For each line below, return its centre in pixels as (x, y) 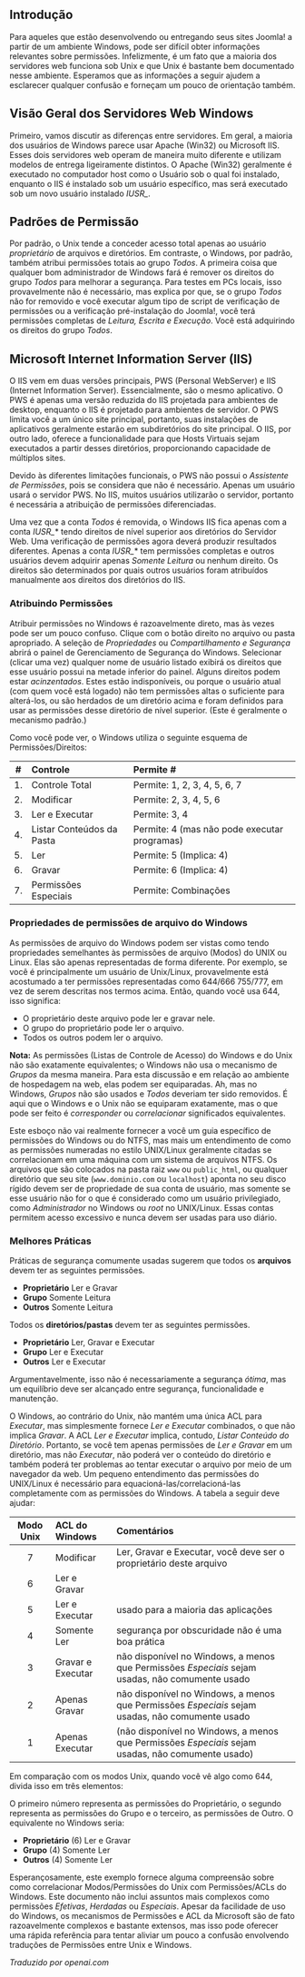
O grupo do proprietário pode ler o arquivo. (103, 1028)
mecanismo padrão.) (48, 720)
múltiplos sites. (38, 458)
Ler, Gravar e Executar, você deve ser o (201, 1552)
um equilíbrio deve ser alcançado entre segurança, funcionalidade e (137, 1389)
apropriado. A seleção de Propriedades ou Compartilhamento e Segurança (150, 643)
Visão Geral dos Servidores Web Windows (132, 114)
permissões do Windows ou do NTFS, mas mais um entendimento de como (150, 1140)
